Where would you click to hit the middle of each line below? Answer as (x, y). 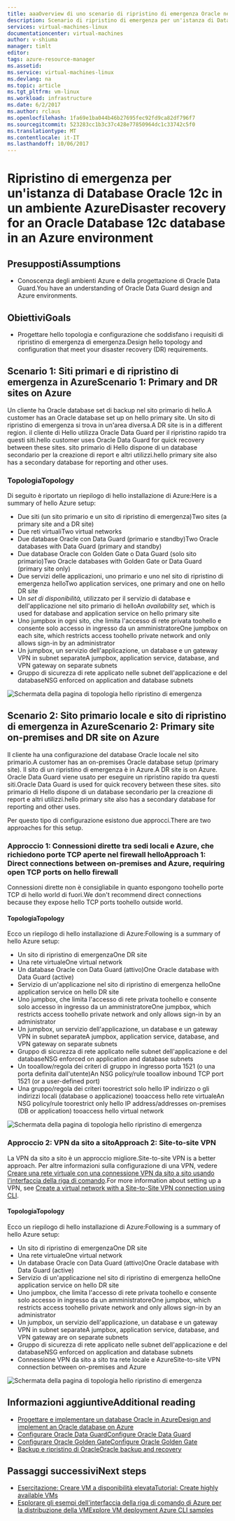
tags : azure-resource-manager (51, 60)
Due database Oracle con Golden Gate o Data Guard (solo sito (107, 554)
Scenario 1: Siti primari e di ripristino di (93, 371)
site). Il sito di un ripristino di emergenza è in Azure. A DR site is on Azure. (113, 769)
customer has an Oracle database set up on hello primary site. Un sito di (111, 417)
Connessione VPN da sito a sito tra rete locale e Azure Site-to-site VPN (119, 1359)
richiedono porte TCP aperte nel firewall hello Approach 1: (107, 854)
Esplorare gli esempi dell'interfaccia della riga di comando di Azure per (119, 1503)
